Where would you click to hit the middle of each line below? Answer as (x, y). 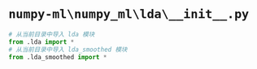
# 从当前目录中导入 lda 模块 (52, 34)
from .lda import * (41, 42)
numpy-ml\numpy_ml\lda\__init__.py (129, 14)
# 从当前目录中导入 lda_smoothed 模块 (68, 50)
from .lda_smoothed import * (58, 57)
